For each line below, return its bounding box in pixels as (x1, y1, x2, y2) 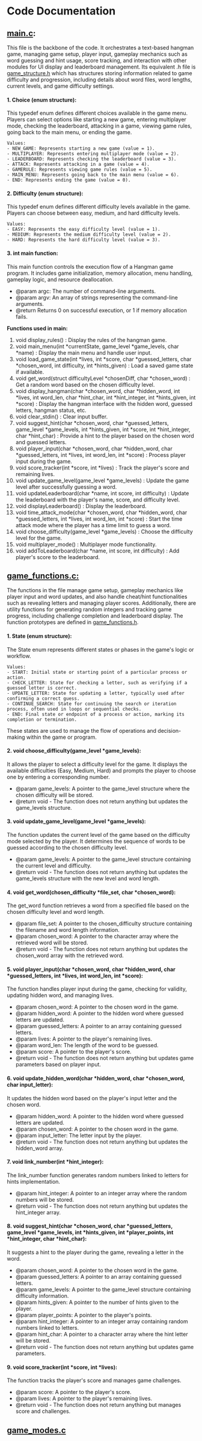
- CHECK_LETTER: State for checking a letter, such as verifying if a (7, 679, 188, 686)
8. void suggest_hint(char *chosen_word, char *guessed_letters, (7, 1222, 173, 1230)
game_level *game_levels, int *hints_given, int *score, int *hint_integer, (15, 426, 191, 433)
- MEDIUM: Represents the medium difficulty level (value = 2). (7, 231, 171, 238)
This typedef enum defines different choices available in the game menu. (7, 109, 188, 117)
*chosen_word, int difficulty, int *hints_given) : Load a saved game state (15, 362, 194, 369)
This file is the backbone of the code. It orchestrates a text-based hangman (7, 44, 194, 51)
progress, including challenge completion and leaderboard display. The (7, 612, 183, 620)
